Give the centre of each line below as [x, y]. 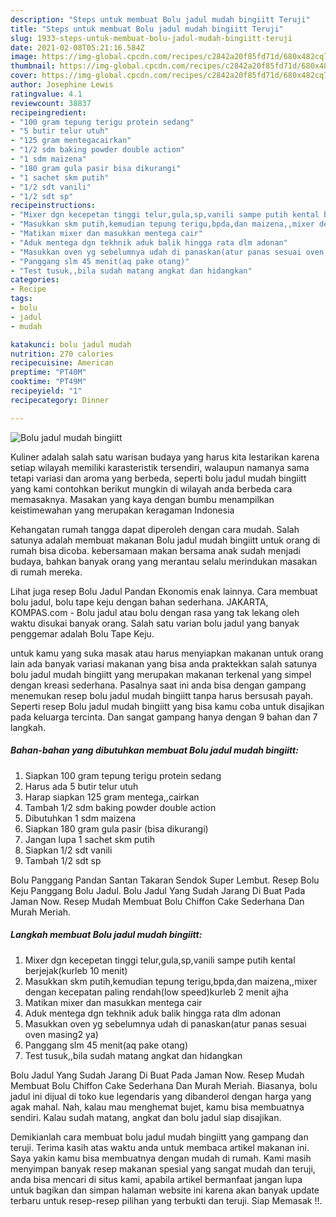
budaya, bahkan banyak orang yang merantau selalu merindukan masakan [164, 561]
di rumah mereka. [46, 572]
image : [24, 57]
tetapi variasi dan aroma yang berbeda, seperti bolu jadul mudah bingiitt [158, 478]
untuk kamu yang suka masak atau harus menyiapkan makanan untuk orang [167, 653]
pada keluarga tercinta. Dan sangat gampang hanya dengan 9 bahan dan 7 [164, 717]
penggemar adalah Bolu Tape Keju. [82, 633]
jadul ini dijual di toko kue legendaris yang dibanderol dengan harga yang [161, 1096]
